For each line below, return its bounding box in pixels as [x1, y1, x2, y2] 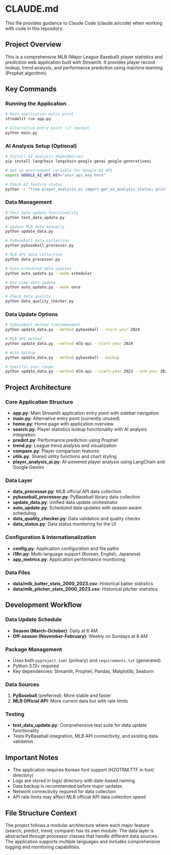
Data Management [5, 198, 52, 206]
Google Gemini [12, 464, 44, 470]
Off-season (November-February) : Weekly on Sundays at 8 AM [12, 633, 148, 639]
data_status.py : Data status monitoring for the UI [12, 521, 116, 527]
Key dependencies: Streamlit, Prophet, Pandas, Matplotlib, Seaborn [12, 668, 154, 674]
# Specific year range [5, 364, 53, 369]
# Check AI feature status [5, 182, 63, 187]
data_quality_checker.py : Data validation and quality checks [12, 516, 140, 522]
